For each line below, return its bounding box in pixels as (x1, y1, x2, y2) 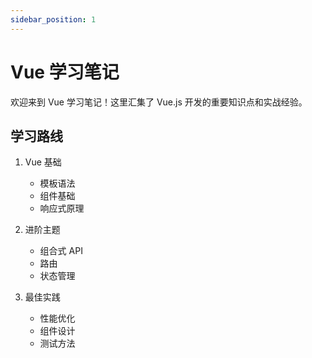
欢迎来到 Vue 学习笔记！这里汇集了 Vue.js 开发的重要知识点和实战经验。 (10, 96, 308, 108)
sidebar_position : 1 (10, 14, 97, 25)
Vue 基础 (24, 156, 62, 168)
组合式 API (39, 245, 83, 257)
